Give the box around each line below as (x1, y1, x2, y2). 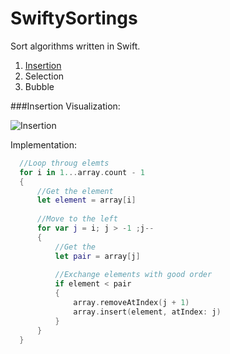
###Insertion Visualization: (10, 100, 121, 112)
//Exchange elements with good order (54, 270, 213, 280)
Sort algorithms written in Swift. (10, 40, 141, 52)
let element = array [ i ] (36, 195, 137, 206)
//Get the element (36, 186, 114, 196)
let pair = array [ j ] (54, 251, 141, 261)
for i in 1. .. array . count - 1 (19, 167, 145, 177)
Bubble (24, 80, 55, 92)
